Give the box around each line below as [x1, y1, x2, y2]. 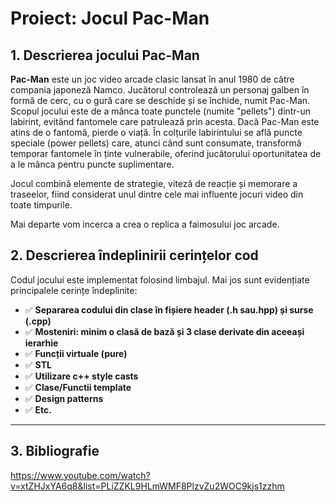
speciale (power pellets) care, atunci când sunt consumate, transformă [10, 137, 302, 149]
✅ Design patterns [24, 392, 104, 404]
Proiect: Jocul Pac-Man [10, 7, 210, 30]
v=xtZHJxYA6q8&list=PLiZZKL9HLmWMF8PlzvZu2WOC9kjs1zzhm [10, 480, 285, 492]
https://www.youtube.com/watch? [10, 469, 151, 481]
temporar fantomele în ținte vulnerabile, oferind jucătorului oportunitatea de [10, 148, 322, 159]
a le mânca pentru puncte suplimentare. [10, 158, 175, 170]
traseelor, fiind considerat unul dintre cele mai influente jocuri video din [10, 188, 304, 200]
